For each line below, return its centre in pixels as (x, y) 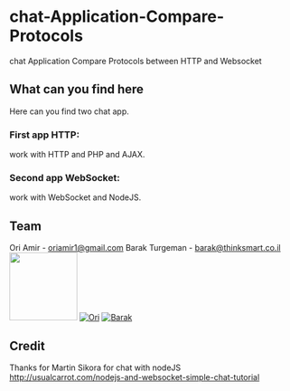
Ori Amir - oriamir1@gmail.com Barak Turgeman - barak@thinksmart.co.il (145, 248)
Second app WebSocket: (65, 177)
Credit (27, 346)
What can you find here (77, 89)
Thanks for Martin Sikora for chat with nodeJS (95, 367)
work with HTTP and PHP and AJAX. (77, 155)
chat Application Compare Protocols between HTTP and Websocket (136, 61)
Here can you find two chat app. (69, 111)
